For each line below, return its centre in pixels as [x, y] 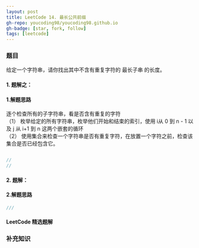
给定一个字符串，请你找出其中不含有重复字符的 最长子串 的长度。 [86, 70]
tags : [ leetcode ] [28, 34]
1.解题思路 [19, 100]
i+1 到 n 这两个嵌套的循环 [53, 129]
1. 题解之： [19, 85]
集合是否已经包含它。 [32, 144]
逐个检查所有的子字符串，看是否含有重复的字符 [63, 114]
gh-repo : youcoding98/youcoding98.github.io [62, 23]
